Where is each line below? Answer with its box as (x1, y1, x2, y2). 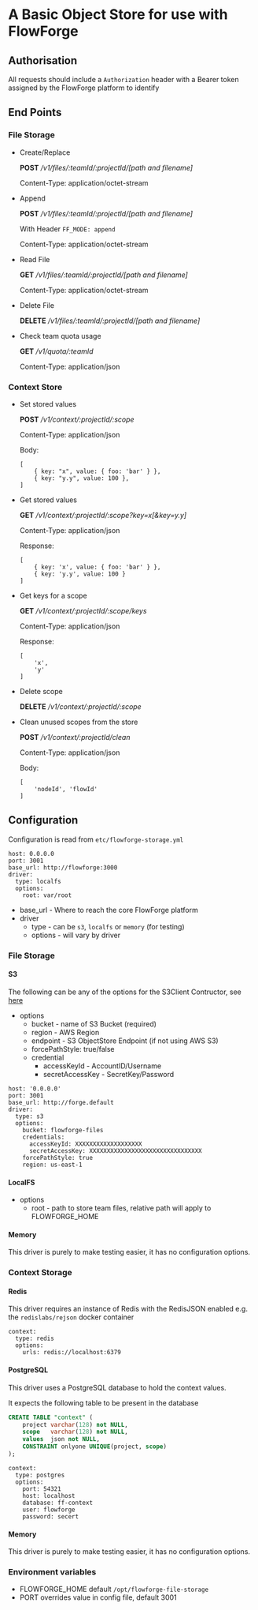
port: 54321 (22, 1484, 61, 1493)
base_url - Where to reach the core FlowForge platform (19, 905, 198, 914)
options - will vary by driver (31, 930, 120, 940)
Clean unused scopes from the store (19, 717, 138, 726)
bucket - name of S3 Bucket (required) (31, 1019, 157, 1028)
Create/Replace (19, 148, 71, 157)
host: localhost (22, 1492, 76, 1499)
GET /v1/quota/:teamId (19, 346, 94, 356)
